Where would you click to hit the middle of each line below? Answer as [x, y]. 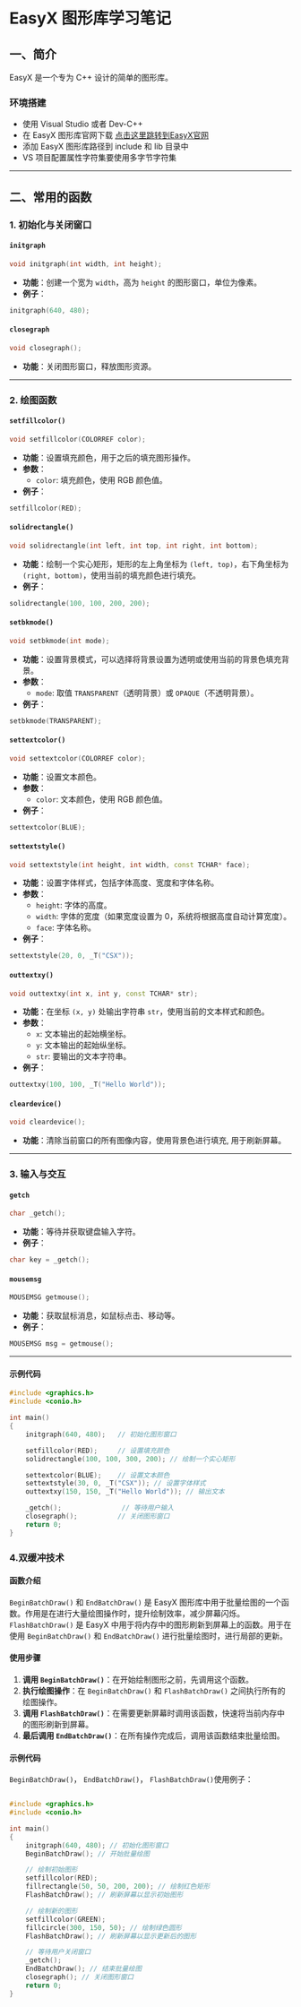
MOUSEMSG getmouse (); [50, 1297]
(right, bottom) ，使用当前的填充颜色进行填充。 [112, 575]
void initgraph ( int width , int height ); [86, 264]
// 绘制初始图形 [52, 1870]
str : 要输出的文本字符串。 [83, 1056]
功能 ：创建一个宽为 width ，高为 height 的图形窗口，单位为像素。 [142, 282]
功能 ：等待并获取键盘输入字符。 [81, 1232]
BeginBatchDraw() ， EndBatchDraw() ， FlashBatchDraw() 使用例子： [131, 1779]
